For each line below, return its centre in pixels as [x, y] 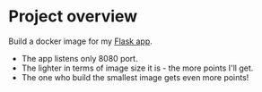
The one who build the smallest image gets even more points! [135, 77]
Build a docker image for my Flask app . [81, 41]
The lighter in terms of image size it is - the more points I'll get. [137, 68]
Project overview [73, 17]
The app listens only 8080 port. [79, 58]
